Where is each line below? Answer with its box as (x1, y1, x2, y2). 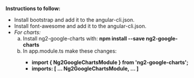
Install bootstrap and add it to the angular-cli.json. (14, 16, 135, 23)
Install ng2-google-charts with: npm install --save (22, 35, 145, 42)
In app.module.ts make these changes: (22, 48, 117, 55)
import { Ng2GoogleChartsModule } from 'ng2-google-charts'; (31, 59, 189, 66)
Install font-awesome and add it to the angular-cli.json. (14, 23, 146, 29)
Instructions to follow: (5, 5, 61, 12)
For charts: (14, 29, 41, 36)
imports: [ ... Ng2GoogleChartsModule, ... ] (31, 65, 139, 72)
